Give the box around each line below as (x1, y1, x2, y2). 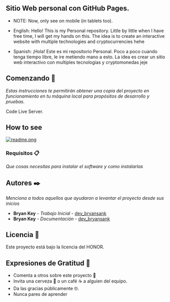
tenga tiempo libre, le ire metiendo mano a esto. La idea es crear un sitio (13, 54, 165, 60)
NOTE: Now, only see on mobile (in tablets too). (13, 17, 113, 24)
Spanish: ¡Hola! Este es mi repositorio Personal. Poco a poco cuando (13, 48, 158, 54)
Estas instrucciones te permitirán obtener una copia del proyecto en (6, 87, 150, 94)
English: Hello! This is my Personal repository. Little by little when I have (13, 28, 164, 34)
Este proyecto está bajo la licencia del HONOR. (6, 244, 104, 250)
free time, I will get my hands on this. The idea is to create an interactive (13, 33, 165, 39)
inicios (6, 200, 20, 206)
